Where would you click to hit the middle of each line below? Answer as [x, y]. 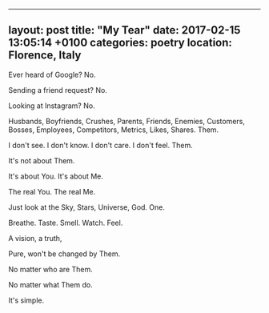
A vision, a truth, [35, 238]
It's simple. [26, 300]
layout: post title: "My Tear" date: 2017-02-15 [124, 30]
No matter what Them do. [51, 284]
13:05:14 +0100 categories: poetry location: [120, 43]
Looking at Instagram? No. [52, 106]
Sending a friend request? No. [58, 90]
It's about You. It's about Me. [56, 176]
